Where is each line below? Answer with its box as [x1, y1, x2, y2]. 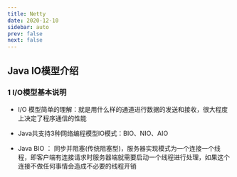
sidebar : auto [7, 23, 50, 30]
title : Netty [7, 10, 46, 18]
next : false [7, 37, 43, 44]
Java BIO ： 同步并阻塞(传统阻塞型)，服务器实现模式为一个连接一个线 [17, 144, 221, 152]
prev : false [7, 30, 43, 38]
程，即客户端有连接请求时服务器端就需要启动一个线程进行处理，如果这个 [17, 153, 230, 161]
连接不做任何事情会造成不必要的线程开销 [17, 161, 137, 170]
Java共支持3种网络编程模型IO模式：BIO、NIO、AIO [17, 129, 169, 137]
